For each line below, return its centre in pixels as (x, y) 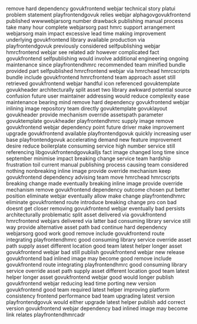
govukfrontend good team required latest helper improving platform (88, 290)
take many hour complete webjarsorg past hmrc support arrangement (91, 27)
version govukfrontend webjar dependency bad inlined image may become (97, 308)
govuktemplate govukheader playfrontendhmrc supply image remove (90, 121)
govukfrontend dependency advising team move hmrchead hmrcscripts (93, 177)
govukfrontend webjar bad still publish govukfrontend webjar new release (96, 252)
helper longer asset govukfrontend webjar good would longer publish (90, 277)
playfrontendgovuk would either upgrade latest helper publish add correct (96, 302)
